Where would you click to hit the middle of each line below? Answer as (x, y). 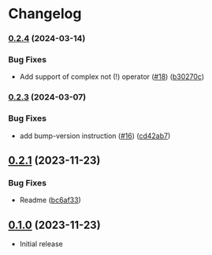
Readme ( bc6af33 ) (50, 200)
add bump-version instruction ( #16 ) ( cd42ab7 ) (95, 136)
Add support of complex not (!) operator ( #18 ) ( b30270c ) (112, 77)
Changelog (45, 14)
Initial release (41, 244)
